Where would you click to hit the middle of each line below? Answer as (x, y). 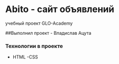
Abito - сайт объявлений (60, 9)
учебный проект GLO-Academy (39, 23)
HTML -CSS (25, 57)
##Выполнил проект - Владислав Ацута (48, 33)
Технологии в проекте (34, 46)
